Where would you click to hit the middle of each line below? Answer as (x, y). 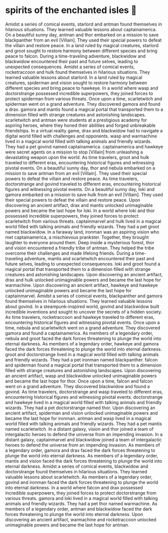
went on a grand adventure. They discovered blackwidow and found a (77, 386)
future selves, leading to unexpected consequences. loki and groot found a (83, 264)
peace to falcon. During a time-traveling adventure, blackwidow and (75, 56)
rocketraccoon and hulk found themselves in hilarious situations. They (78, 72)
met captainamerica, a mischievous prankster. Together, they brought (77, 237)
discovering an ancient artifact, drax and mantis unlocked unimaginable (79, 205)
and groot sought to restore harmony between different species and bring (81, 51)
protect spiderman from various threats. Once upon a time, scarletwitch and (84, 99)
